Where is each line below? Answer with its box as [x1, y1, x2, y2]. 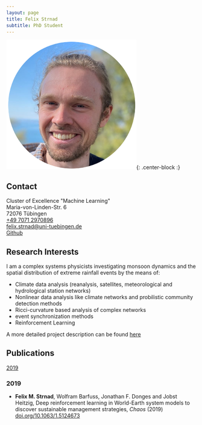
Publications [6, 348, 55, 358]
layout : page [6, 10, 39, 16]
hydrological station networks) [14, 287, 91, 294]
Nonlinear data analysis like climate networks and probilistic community [14, 294, 194, 300]
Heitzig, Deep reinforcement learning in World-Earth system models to [14, 399, 190, 406]
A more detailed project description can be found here [6, 331, 141, 338]
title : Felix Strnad [6, 16, 58, 22]
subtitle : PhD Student [6, 22, 63, 28]
